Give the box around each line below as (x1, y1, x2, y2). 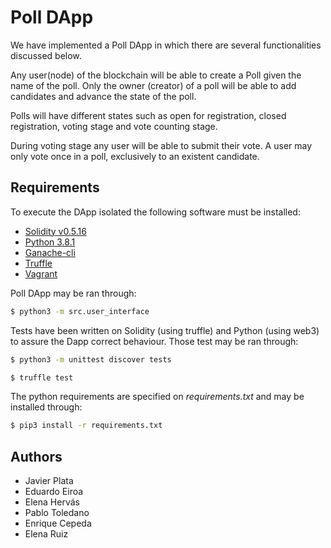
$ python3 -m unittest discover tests (10, 354, 172, 365)
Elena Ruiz (24, 528, 69, 540)
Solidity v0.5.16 (24, 225, 87, 237)
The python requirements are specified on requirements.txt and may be (10, 391, 305, 403)
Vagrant (24, 267, 58, 280)
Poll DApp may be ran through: (10, 287, 137, 299)
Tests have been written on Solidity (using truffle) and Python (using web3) (10, 324, 320, 336)
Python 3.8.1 (24, 236, 76, 248)
